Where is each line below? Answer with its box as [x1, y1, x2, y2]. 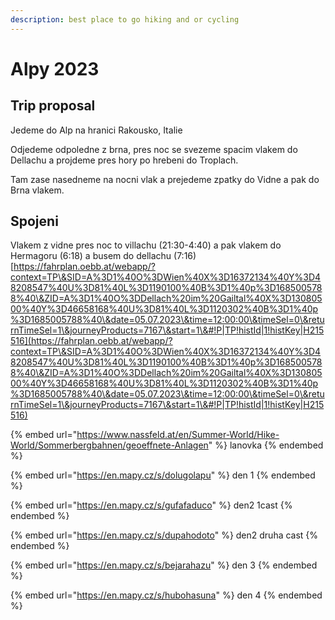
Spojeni [10, 213, 59, 230]
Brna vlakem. [10, 184, 65, 196]
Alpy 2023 [10, 57, 100, 80]
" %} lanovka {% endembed [208, 439, 324, 451]
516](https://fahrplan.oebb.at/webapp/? [10, 335, 173, 347]
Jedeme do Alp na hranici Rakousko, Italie [10, 124, 183, 136]
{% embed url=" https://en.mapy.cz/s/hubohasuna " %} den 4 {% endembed [10, 589, 323, 601]
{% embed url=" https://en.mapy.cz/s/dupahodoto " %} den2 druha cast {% [10, 529, 319, 541]
